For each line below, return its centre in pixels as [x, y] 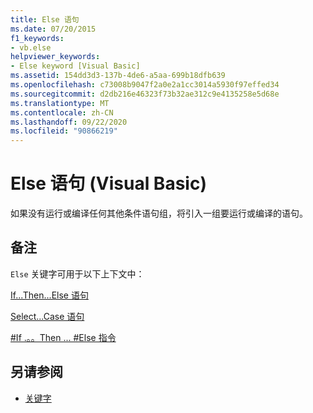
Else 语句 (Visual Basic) [108, 183]
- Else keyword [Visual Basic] [75, 66]
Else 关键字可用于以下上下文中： [77, 273]
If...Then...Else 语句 [49, 295]
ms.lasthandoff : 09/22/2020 [69, 122]
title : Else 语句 [45, 19]
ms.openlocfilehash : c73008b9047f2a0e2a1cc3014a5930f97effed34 [145, 85]
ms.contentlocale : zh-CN [62, 112]
